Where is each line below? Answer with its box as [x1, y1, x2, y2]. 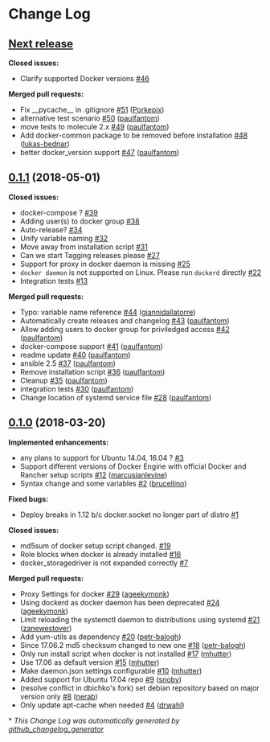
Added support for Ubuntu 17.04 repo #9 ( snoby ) [19, 674, 182, 684]
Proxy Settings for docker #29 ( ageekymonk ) [19, 588, 170, 599]
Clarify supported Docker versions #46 [19, 74, 150, 83]
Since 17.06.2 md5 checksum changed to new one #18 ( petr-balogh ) [19, 640, 247, 650]
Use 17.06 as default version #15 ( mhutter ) [19, 657, 160, 667]
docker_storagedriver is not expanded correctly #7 [19, 558, 189, 568]
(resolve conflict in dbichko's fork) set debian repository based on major [19, 683, 260, 692]
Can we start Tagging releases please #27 [19, 250, 161, 260]
